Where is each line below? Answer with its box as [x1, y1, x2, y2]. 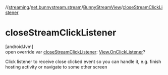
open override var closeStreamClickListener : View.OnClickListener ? [5, 48, 145, 54]
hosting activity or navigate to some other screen [5, 63, 107, 69]
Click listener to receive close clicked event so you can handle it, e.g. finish [5, 58, 161, 64]
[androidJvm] [5, 43, 34, 49]
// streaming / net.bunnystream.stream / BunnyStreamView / [5, 4, 123, 10]
